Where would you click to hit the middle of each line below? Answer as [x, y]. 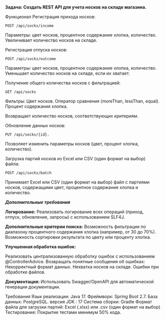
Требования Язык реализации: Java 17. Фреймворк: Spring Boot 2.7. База [81, 297]
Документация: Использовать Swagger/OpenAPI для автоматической [80, 282]
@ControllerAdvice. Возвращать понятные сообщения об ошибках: [75, 261]
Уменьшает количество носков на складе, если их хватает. [67, 73]
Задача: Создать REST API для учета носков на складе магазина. [76, 7]
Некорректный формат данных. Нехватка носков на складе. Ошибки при [82, 267]
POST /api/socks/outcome [31, 59]
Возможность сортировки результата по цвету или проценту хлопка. [78, 237]
